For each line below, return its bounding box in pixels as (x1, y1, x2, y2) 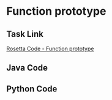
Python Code (6, 83, 58, 94)
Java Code (6, 63, 48, 73)
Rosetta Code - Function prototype (6, 45, 94, 52)
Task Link (6, 29, 44, 39)
